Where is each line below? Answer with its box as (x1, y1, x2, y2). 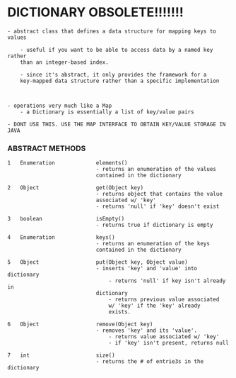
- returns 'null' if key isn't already (108, 277, 226, 284)
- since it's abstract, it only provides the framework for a (20, 71, 207, 78)
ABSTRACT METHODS (7, 143, 86, 153)
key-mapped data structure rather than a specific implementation (20, 77, 220, 84)
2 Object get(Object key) (7, 184, 143, 191)
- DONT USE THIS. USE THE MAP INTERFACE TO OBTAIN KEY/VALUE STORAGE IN (7, 121, 226, 128)
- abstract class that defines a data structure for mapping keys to (7, 28, 217, 35)
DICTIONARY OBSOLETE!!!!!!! (7, 4, 184, 21)
